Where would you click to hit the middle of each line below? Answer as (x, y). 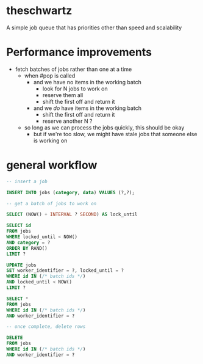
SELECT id (19, 226)
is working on (50, 140)
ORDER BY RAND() (27, 248)
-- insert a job (27, 181)
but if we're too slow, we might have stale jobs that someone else (115, 134)
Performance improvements (79, 52)
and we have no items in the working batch (87, 82)
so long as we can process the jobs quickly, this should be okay (104, 127)
